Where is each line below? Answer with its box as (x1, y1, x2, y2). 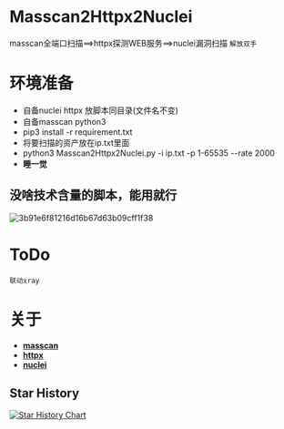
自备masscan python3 (22, 116, 106, 127)
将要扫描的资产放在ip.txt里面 (22, 137, 130, 148)
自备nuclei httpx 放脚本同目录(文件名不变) (22, 105, 179, 116)
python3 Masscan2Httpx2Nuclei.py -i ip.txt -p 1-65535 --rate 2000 (22, 148, 276, 158)
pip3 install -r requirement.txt (22, 126, 133, 138)
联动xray (9, 276, 40, 285)
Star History (9, 385, 80, 401)
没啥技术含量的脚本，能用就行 (9, 188, 177, 203)
